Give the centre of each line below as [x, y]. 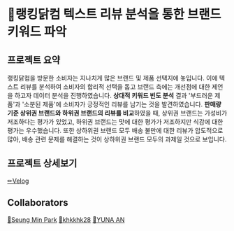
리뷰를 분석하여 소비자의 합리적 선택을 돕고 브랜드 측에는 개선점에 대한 [115, 87]
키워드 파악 [37, 32]
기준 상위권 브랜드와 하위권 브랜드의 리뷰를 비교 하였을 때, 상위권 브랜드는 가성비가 [117, 113]
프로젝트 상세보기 [42, 163]
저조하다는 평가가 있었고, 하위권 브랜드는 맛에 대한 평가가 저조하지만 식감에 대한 [115, 122]
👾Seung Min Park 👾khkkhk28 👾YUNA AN [66, 219]
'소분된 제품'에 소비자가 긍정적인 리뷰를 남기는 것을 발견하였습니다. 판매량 [122, 104]
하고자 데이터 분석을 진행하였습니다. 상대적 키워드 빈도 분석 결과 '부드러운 [114, 96]
